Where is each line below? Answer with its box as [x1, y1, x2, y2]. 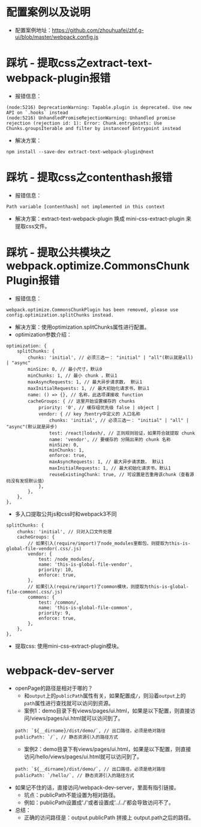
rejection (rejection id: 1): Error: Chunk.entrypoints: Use [6, 120, 163, 126]
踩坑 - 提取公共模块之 [6, 246, 111, 259]
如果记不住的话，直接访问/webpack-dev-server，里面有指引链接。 [14, 784, 180, 791]
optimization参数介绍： [14, 330, 72, 338]
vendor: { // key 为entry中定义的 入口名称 [38, 410, 141, 417]
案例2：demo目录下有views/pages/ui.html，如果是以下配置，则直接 [23, 745, 191, 752]
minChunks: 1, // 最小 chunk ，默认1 [28, 373, 118, 379]
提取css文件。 [14, 222, 50, 229]
